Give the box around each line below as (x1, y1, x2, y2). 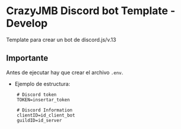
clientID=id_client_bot (17, 112, 76, 118)
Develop (6, 16, 48, 30)
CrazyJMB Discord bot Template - (6, 4, 176, 18)
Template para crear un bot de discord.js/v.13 (6, 36, 117, 43)
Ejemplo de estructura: (14, 80, 70, 87)
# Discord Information (17, 107, 73, 113)
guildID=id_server (17, 117, 62, 123)
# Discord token (17, 91, 57, 98)
